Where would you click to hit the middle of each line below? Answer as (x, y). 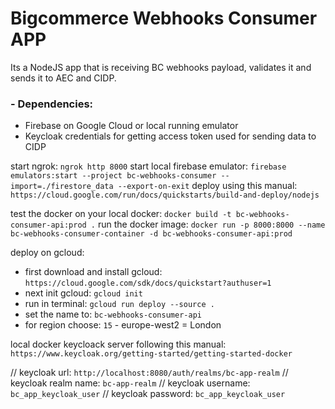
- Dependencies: (52, 104)
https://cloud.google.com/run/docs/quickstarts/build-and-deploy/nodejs (165, 195)
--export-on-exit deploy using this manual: (207, 186)
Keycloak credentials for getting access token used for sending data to (170, 136)
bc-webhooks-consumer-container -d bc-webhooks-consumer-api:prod (151, 234)
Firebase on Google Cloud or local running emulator (131, 126)
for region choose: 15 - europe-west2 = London (123, 325)
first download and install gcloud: (93, 272)
